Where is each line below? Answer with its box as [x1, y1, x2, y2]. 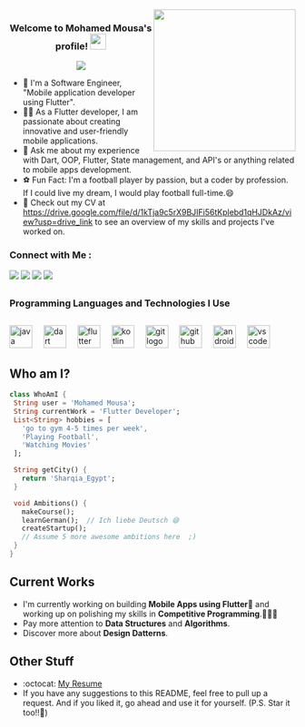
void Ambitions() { [13, 498, 88, 507]
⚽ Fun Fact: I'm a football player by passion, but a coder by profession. [22, 174, 289, 185]
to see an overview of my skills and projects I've [94, 217, 275, 228]
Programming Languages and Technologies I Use [9, 297, 231, 309]
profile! [54, 40, 89, 53]
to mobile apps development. [22, 164, 132, 175]
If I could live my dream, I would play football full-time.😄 [22, 188, 234, 199]
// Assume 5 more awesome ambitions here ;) [21, 533, 197, 542]
